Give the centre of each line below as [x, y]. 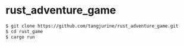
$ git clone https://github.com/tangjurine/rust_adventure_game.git [92, 26]
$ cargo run [20, 37]
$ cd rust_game [24, 31]
